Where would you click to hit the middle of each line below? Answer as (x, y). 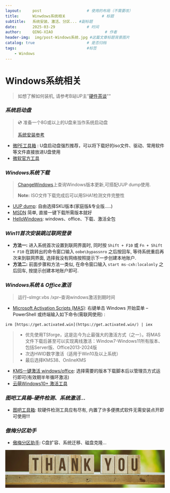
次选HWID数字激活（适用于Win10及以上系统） (73, 353)
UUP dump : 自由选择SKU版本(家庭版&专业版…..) (62, 206)
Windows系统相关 (43, 81)
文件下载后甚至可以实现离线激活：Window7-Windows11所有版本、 (94, 341)
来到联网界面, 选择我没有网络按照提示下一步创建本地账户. (77, 258)
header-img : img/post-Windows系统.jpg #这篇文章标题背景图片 (68, 38)
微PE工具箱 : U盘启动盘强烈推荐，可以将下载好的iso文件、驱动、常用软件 (88, 145)
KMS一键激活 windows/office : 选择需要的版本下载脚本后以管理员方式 (84, 371)
